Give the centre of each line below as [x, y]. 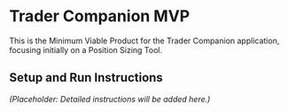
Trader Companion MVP [100, 16]
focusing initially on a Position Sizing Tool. [86, 49]
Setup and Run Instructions [86, 78]
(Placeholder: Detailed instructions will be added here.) [110, 99]
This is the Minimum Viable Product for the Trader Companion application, [144, 41]
